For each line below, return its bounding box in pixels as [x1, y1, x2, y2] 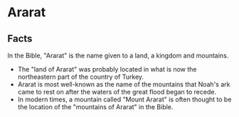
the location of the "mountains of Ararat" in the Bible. [17, 103, 174, 111]
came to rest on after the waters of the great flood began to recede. [17, 88, 217, 96]
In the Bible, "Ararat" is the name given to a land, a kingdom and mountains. [7, 51, 229, 60]
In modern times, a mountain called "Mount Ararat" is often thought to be [17, 95, 232, 104]
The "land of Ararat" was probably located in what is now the [17, 65, 197, 73]
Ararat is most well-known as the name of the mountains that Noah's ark [17, 80, 230, 89]
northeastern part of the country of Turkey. [17, 72, 144, 81]
